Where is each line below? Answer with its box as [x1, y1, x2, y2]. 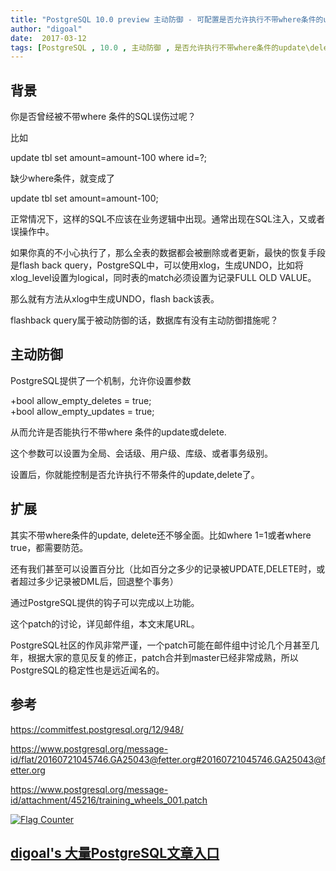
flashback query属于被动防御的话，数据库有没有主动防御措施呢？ [10, 314, 279, 326]
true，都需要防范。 [10, 541, 89, 553]
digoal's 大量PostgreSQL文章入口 [10, 844, 220, 861]
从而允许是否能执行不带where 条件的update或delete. [10, 426, 227, 438]
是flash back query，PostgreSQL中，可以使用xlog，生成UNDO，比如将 [10, 259, 304, 271]
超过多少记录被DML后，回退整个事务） [18, 575, 179, 587]
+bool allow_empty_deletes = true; [10, 394, 152, 406]
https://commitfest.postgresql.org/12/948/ [10, 723, 184, 735]
